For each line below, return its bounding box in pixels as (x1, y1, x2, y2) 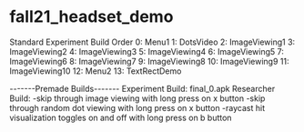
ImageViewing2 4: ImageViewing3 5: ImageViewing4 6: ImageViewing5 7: (9, 46, 285, 56)
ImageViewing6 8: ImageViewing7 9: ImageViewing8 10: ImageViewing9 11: (9, 56, 289, 66)
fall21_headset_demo (9, 6, 174, 27)
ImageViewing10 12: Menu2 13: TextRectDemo (9, 66, 182, 76)
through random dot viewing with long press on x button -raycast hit (9, 102, 266, 113)
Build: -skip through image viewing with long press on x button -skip (9, 93, 266, 104)
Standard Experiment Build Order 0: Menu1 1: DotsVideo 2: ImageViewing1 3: (9, 36, 296, 47)
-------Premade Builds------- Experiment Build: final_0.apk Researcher (9, 83, 276, 94)
